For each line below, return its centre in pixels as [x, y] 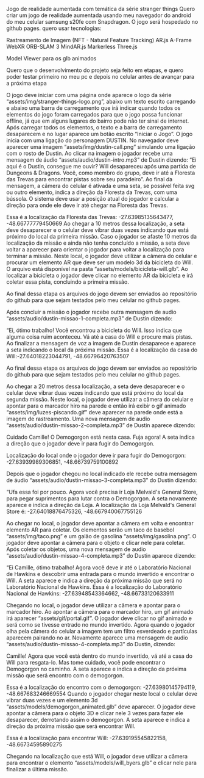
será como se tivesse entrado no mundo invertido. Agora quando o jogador [101, 625]
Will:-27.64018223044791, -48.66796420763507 [68, 356]
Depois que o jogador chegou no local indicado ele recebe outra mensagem [102, 474]
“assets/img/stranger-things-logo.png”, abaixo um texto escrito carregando [101, 101]
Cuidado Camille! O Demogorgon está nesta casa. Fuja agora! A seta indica [100, 437]
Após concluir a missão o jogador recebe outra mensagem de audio [91, 312]
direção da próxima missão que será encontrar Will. [71, 726]
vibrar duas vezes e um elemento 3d [52, 700]
